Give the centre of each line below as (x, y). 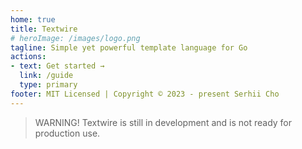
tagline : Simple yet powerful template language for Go (129, 47)
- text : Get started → (57, 66)
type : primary (48, 85)
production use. (67, 133)
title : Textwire (44, 29)
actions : (28, 57)
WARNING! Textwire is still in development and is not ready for (163, 122)
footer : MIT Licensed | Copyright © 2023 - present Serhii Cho (145, 94)
